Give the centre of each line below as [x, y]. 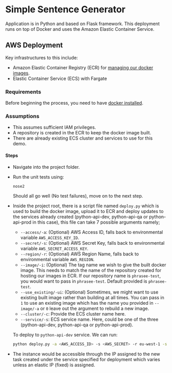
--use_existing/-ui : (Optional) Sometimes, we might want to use [89, 292]
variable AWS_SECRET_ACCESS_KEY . [54, 249]
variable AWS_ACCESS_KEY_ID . [50, 238]
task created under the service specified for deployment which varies [86, 360]
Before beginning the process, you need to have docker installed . [74, 103]
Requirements [23, 92]
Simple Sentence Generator [65, 9]
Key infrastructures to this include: [42, 57]
